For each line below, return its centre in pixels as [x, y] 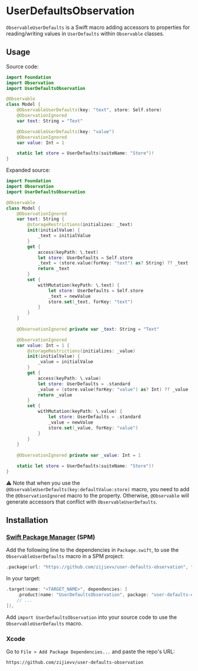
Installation [27, 520]
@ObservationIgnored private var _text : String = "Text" [88, 329]
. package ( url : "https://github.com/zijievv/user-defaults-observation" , [97, 567]
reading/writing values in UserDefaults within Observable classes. [85, 33]
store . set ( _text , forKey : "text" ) [90, 302]
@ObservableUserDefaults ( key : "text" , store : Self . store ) [89, 110]
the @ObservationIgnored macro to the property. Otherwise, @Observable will [98, 495]
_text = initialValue [64, 236]
